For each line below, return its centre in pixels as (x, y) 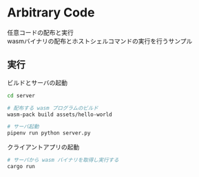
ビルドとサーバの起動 (37, 82)
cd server (21, 95)
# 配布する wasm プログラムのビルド (53, 108)
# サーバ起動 (23, 127)
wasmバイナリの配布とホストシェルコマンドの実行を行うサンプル (100, 41)
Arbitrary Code (51, 13)
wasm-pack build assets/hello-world (60, 115)
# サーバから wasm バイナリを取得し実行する (63, 160)
